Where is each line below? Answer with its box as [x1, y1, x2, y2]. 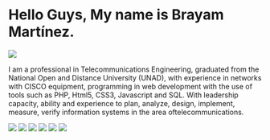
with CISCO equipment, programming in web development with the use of [8, 81, 253, 91]
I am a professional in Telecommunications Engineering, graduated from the [8, 64, 260, 74]
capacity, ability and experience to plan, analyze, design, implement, [8, 98, 235, 108]
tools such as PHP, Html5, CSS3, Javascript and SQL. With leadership [8, 90, 239, 100]
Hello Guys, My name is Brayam [8, 6, 224, 24]
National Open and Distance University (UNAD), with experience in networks [8, 72, 262, 82]
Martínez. [8, 23, 75, 41]
